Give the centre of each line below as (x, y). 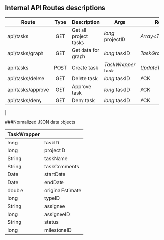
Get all (79, 30)
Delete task (85, 78)
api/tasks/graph (26, 53)
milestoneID (58, 230)
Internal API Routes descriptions (55, 8)
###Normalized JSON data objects (40, 122)
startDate (55, 174)
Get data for (85, 50)
